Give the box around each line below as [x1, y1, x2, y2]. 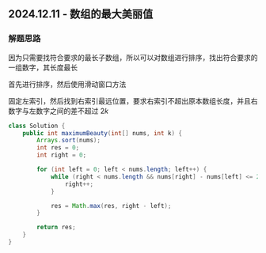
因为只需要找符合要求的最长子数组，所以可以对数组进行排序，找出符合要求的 [8, 52, 258, 62]
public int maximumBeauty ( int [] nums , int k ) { [22, 129, 182, 137]
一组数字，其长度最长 [8, 62, 78, 72]
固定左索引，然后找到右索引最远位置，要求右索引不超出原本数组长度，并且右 [8, 96, 258, 105]
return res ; [36, 224, 77, 232]
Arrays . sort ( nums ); [36, 137, 101, 145]
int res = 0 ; [36, 144, 80, 152]
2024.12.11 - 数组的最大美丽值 [8, 7, 154, 21]
